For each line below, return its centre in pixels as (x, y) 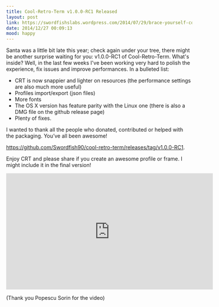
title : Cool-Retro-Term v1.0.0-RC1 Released (62, 12)
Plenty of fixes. (33, 118)
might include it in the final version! (49, 165)
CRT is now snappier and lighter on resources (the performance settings (103, 81)
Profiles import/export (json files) (55, 93)
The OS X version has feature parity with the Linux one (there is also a (100, 106)
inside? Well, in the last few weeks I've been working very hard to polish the (98, 63)
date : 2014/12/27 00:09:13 (39, 28)
